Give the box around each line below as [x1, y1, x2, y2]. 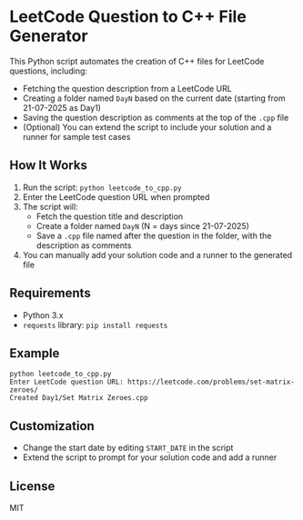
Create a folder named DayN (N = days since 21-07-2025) [35, 220, 250, 231]
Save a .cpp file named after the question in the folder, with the [35, 230, 272, 241]
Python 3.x [22, 309, 64, 320]
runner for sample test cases [22, 131, 131, 142]
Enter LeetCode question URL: [9, 377, 125, 387]
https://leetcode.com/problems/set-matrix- [126, 377, 296, 387]
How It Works [9, 157, 88, 174]
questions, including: [9, 65, 88, 76]
